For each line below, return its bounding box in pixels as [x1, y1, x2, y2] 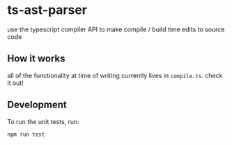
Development [7, 99, 68, 111]
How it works [7, 53, 65, 65]
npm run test [7, 131, 45, 138]
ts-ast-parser [7, 2, 87, 18]
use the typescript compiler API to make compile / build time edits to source [7, 25, 225, 33]
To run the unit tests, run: [7, 117, 80, 125]
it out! [7, 79, 24, 87]
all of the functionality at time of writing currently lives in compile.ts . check [7, 71, 223, 79]
